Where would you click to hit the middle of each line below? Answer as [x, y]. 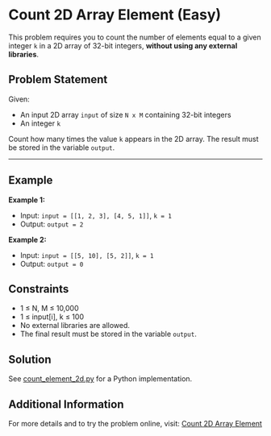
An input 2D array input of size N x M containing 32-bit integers [125, 114]
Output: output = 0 [52, 264]
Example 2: [27, 239]
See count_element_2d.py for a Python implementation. [100, 379]
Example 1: [27, 200]
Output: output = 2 [52, 224]
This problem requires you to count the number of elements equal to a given [135, 37]
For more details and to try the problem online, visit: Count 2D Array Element [135, 424]
